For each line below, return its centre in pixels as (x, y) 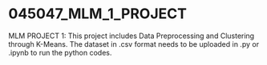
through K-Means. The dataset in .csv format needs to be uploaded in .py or (133, 44)
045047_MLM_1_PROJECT (97, 14)
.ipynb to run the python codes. (60, 52)
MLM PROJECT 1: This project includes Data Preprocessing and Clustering (131, 36)
